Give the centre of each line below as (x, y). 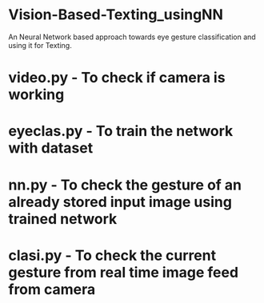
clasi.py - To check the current (112, 255)
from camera (52, 289)
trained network (63, 219)
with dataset (51, 148)
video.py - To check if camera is (117, 78)
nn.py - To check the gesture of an (125, 185)
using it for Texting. (40, 45)
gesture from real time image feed (123, 272)
